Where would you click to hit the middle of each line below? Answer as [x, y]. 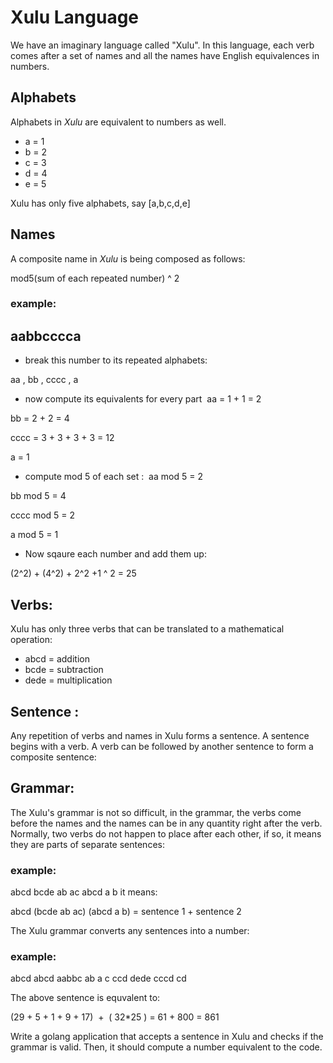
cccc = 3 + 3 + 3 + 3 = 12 [62, 438]
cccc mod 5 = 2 [43, 515]
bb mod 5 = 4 [38, 496]
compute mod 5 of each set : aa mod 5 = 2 [113, 477]
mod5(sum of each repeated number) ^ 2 [95, 278]
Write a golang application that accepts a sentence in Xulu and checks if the [167, 1037]
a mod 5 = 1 [34, 535]
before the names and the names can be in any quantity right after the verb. [166, 823]
